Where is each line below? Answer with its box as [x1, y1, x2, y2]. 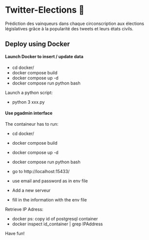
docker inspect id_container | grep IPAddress [12, 221, 103, 227]
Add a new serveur [12, 187, 51, 193]
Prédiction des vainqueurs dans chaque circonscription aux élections [5, 21, 144, 26]
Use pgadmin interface [5, 110, 53, 116]
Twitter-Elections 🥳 [5, 4, 85, 16]
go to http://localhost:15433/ [12, 168, 70, 174]
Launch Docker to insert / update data [5, 53, 84, 59]
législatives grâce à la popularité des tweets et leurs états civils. [5, 25, 133, 31]
